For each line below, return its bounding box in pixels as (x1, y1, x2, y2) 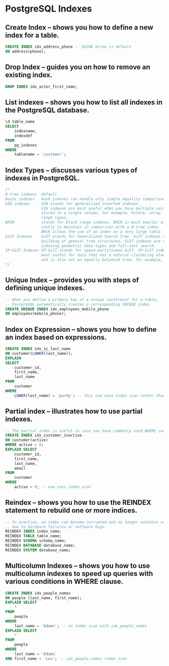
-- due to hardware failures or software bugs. (5, 524, 107, 529)
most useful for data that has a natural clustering (41, 253, 154, 258)
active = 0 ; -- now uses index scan (14, 484, 92, 489)
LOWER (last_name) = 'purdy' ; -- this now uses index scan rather (14, 393, 154, 398)
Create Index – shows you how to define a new (5, 23, 153, 32)
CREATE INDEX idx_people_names (5, 590, 71, 596)
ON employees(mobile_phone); (5, 311, 66, 316)
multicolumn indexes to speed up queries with (5, 569, 153, 578)
